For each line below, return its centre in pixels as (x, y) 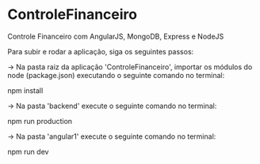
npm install (25, 90)
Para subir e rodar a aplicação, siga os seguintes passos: (101, 51)
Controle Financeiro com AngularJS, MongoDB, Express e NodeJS (116, 36)
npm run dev (28, 151)
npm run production (40, 121)
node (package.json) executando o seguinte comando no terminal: (116, 75)
